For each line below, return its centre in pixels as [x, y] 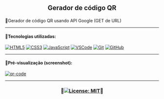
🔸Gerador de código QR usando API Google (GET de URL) [63, 21]
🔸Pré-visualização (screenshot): [39, 63]
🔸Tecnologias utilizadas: [31, 36]
